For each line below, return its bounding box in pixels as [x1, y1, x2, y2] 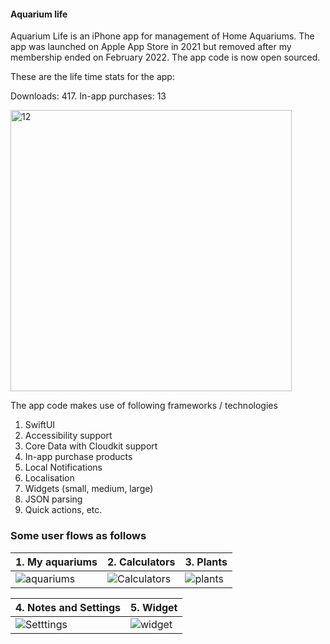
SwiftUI [24, 419, 56, 431]
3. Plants [184, 555, 228, 569]
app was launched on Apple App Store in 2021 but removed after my [10, 41, 292, 53]
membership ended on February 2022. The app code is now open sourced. [10, 51, 321, 64]
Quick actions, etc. [24, 504, 103, 516]
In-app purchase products [24, 451, 133, 463]
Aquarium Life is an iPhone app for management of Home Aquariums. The [10, 30, 315, 42]
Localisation [24, 472, 75, 484]
